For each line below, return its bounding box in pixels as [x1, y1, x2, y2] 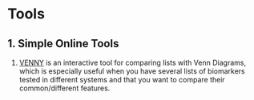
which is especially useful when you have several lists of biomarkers [18, 66, 245, 76]
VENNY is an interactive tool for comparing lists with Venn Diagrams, [18, 58, 246, 67]
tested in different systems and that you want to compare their [18, 75, 225, 84]
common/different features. [18, 83, 111, 93]
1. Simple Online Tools [7, 37, 119, 50]
